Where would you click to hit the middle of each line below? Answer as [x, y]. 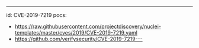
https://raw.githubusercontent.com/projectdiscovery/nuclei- [88, 26]
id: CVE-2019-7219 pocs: [36, 15]
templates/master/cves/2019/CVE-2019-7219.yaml [76, 32]
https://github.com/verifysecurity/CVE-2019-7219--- [79, 39]
